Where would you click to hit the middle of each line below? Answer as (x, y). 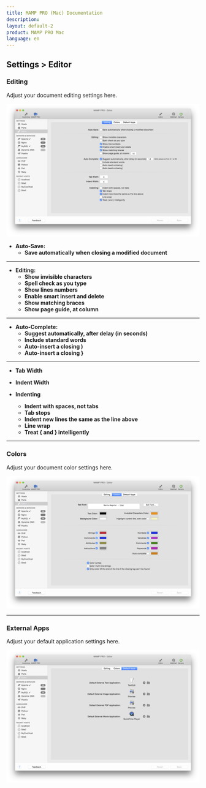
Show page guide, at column (62, 309)
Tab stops (37, 413)
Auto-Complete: (36, 327)
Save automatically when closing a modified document (96, 253)
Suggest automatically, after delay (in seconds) (86, 333)
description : (23, 19)
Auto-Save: (30, 246)
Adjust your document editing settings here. (62, 95)
